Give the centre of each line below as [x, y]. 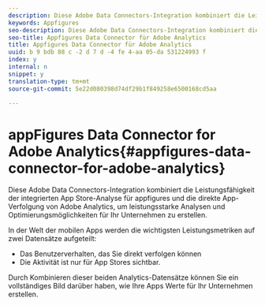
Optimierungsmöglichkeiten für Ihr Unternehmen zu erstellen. [108, 215]
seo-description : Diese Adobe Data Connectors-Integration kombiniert [127, 30]
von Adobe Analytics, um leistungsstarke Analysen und [136, 206]
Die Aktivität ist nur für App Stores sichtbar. [90, 262]
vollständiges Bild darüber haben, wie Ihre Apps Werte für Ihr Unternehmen [131, 286]
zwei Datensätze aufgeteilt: [52, 239]
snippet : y [26, 74]
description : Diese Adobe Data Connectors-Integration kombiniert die [127, 15]
